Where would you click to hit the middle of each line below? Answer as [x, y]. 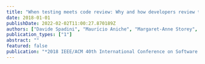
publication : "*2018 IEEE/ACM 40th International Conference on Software [102, 52]
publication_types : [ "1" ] [39, 35]
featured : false [27, 46]
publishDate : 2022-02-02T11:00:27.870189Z [61, 23]
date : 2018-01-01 [28, 18]
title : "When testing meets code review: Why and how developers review [101, 12]
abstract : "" [23, 40]
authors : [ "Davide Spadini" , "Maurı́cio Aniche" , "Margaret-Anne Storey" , [102, 29]
